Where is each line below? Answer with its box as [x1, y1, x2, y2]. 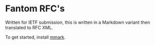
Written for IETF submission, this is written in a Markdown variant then [5, 19, 150, 25]
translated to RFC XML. [5, 24, 54, 30]
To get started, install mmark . [5, 34, 66, 40]
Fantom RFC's [5, 3, 65, 14]
